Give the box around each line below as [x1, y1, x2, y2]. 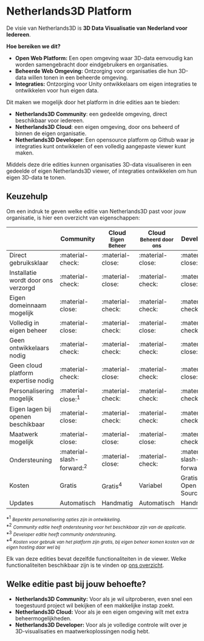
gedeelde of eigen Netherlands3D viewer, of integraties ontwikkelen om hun [6, 167, 197, 175]
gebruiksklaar [9, 258, 49, 267]
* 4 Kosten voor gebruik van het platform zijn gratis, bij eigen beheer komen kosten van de [6, 537, 195, 546]
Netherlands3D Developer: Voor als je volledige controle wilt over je [15, 621, 187, 628]
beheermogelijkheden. [15, 614, 72, 622]
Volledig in [9, 318, 39, 327]
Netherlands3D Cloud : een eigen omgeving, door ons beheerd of [15, 123, 180, 130]
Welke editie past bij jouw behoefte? [6, 579, 147, 589]
